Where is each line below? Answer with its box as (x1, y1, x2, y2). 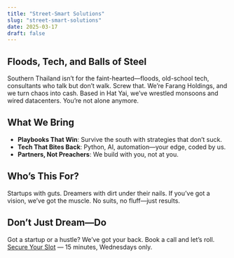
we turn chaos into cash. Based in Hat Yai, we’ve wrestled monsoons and (7, 89, 219, 98)
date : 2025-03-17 (7, 23, 58, 30)
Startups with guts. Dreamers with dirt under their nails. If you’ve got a (7, 189, 210, 197)
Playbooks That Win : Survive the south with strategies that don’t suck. (17, 135, 223, 143)
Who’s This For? (7, 171, 79, 182)
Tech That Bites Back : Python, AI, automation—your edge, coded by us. (17, 143, 226, 151)
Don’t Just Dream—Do (7, 217, 107, 229)
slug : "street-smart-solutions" (7, 17, 102, 24)
